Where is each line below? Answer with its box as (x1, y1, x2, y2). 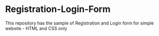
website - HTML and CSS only (5, 25, 67, 31)
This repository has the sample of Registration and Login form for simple (5, 20, 154, 26)
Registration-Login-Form (5, 3, 111, 15)
